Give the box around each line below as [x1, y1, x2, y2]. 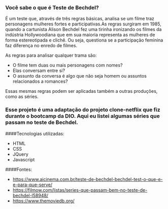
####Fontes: [5, 166, 32, 172]
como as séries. [5, 93, 39, 100]
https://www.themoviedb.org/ [12, 197, 75, 204]
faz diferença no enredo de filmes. [5, 43, 78, 49]
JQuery [12, 151, 29, 157]
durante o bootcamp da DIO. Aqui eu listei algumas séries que [5, 113, 160, 120]
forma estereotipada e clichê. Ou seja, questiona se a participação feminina [5, 37, 163, 43]
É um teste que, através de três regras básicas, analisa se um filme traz [5, 16, 155, 22]
